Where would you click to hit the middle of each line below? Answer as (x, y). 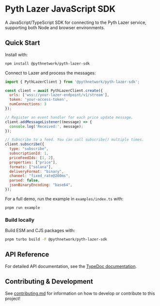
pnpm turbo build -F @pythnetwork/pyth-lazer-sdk (56, 239)
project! (13, 298)
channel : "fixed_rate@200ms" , (40, 176)
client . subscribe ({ (25, 144)
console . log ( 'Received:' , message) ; (46, 126)
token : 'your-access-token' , (39, 100)
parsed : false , (25, 180)
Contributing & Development (49, 281)
